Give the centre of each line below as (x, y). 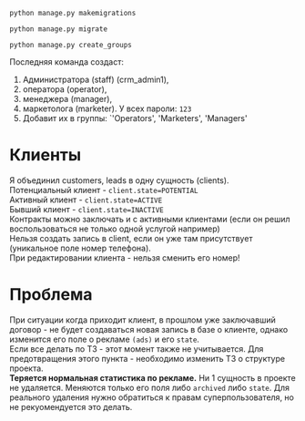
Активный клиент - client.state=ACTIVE (86, 200)
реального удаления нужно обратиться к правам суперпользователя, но (152, 397)
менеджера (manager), (67, 99)
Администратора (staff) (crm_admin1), (96, 79)
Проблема (51, 295)
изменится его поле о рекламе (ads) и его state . (105, 339)
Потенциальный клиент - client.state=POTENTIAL (104, 190)
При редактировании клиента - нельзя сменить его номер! (125, 257)
